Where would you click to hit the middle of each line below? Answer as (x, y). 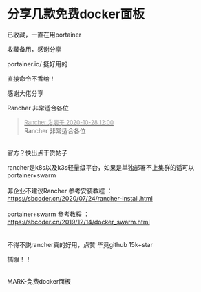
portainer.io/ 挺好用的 (37, 64)
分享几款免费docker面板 (76, 14)
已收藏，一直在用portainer (44, 35)
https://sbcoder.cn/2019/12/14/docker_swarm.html (78, 222)
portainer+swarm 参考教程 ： (49, 214)
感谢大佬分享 (25, 93)
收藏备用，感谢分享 (34, 49)
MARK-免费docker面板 (39, 281)
